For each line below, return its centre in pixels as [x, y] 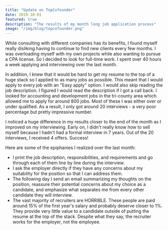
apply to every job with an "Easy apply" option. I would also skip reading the [84, 85]
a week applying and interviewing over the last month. [61, 65]
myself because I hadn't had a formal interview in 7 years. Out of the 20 [79, 132]
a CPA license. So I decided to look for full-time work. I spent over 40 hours [83, 59]
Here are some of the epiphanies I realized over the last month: [70, 148]
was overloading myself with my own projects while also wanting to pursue [83, 54]
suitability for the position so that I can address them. [68, 174]
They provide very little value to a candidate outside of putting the [81, 211]
